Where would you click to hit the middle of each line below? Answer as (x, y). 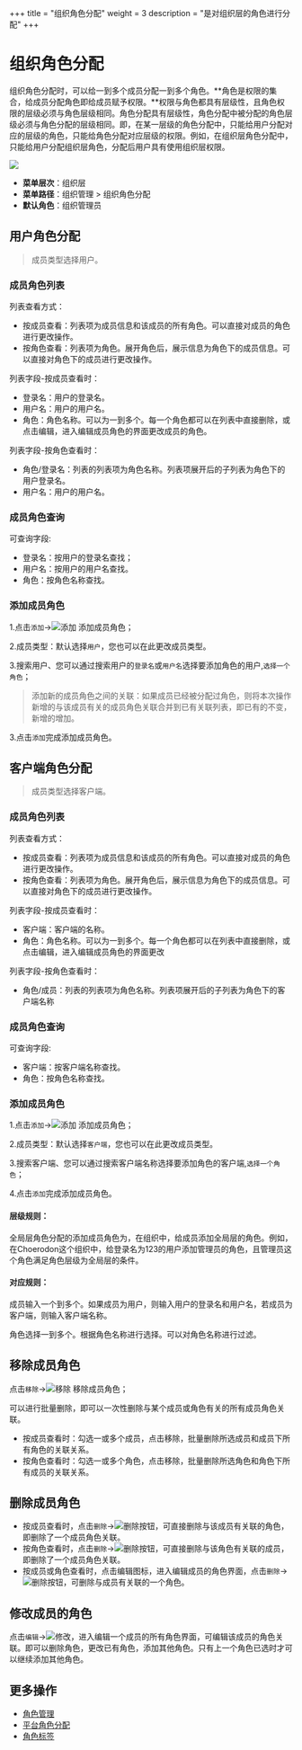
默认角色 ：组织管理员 (62, 205)
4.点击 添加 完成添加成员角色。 (63, 1194)
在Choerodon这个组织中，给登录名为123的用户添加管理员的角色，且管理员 (147, 1248)
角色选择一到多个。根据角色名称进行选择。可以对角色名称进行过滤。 (135, 1334)
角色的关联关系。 (62, 1449)
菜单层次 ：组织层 (54, 182)
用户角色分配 (45, 236)
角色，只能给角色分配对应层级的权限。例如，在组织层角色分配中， (170, 135)
